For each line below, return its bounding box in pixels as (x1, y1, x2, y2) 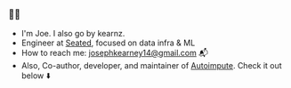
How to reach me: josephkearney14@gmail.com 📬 (20, 48, 208, 59)
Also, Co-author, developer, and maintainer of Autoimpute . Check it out (20, 60, 282, 71)
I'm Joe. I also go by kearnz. (20, 28, 125, 39)
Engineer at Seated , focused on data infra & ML (20, 37, 196, 48)
